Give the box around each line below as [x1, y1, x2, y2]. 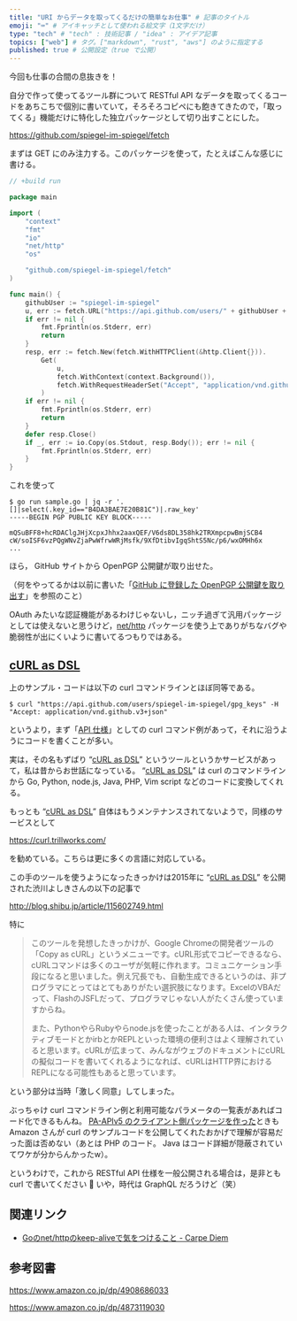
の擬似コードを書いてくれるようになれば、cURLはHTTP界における [30, 1056, 272, 1066]
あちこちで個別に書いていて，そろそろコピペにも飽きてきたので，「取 [24, 101, 276, 111]
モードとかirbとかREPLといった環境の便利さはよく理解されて [53, 1033, 277, 1044]
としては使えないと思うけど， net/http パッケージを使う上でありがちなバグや [9, 620, 287, 631]
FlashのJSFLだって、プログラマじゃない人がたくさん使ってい [53, 993, 277, 1003]
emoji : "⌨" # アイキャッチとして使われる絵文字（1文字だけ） [9, 21, 209, 30]
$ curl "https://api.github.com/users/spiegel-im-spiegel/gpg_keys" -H [9, 700, 278, 709]
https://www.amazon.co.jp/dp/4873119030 [9, 1302, 165, 1312]
